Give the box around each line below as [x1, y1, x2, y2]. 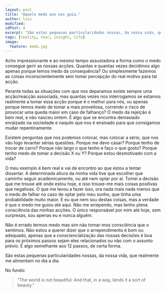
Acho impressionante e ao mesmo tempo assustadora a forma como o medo [5, 57, 161, 63]
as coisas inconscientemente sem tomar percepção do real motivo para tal [5, 73, 157, 79]
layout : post [5, 7, 32, 12]
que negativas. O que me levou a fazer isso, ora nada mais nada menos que [5, 186, 160, 192]
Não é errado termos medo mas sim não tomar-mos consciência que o [5, 222, 149, 228]
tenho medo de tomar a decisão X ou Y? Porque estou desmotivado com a [5, 150, 157, 156]
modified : [5, 21, 26, 26]
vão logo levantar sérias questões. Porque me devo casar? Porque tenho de [5, 139, 160, 146]
